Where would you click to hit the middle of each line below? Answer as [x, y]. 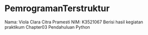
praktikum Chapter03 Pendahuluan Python [47, 27]
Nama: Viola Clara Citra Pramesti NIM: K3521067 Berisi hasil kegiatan [74, 22]
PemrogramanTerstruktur [57, 9]
